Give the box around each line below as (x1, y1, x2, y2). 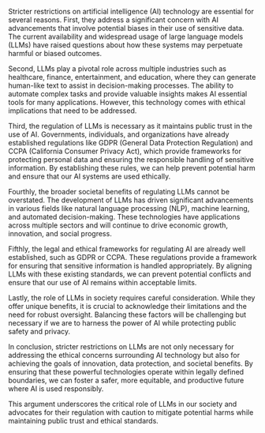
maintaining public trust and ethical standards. (8, 416, 159, 425)
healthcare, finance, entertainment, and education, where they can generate (8, 73, 256, 81)
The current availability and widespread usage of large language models (8, 32, 244, 41)
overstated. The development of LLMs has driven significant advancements (8, 195, 254, 205)
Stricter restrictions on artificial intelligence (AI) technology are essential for (8, 7, 254, 16)
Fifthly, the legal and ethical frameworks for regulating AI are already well (8, 244, 246, 254)
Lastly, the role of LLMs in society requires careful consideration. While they (8, 293, 256, 303)
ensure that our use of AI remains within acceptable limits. (8, 278, 197, 287)
